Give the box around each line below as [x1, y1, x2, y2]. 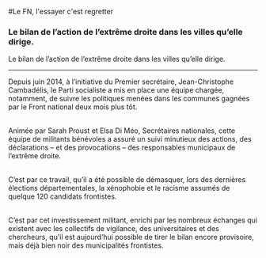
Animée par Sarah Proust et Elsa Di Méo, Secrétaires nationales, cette [8, 126, 236, 135]
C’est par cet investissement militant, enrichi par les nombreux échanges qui [8, 215, 257, 225]
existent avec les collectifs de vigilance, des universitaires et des [8, 224, 219, 233]
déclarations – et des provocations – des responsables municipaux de [8, 142, 236, 153]
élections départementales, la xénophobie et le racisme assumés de [8, 184, 230, 193]
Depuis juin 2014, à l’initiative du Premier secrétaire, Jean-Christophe [8, 77, 234, 86]
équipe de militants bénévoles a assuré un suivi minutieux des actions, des [8, 135, 252, 144]
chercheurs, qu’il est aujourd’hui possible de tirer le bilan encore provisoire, [8, 233, 255, 242]
